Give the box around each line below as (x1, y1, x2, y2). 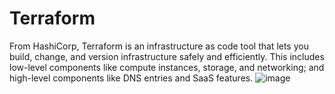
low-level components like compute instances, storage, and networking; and (9, 61, 325, 73)
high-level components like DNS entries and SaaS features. (9, 72, 254, 84)
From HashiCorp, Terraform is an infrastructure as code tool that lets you (9, 40, 309, 52)
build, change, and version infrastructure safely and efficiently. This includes (9, 50, 325, 62)
